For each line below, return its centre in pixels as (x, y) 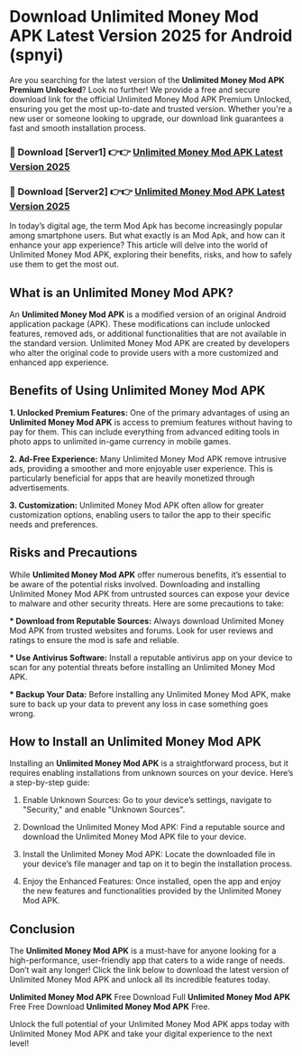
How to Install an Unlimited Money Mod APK (135, 741)
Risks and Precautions (73, 553)
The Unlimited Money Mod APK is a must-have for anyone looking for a (143, 951)
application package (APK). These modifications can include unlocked (140, 323)
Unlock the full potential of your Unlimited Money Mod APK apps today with (150, 1024)
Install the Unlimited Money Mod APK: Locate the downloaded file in (149, 855)
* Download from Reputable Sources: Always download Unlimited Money (147, 621)
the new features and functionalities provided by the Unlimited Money (152, 891)
